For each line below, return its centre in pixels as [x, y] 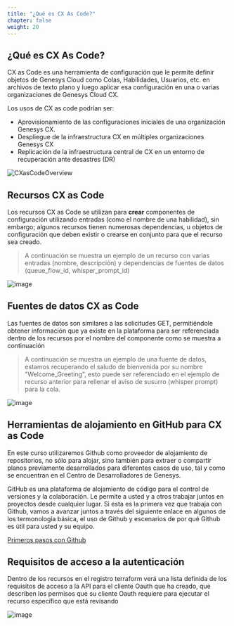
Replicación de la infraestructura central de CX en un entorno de [111, 152]
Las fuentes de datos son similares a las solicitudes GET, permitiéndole [110, 323]
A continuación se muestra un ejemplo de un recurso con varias [117, 255]
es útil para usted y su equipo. [51, 526]
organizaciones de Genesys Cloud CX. [63, 95]
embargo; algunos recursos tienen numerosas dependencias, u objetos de [115, 227]
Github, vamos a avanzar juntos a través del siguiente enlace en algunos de [117, 511]
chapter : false [30, 20]
